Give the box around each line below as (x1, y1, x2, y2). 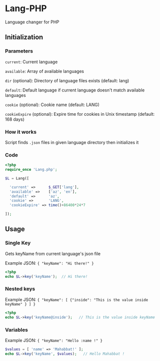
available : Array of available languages (5, 68, 84, 74)
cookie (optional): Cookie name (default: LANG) (5, 102, 100, 108)
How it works (5, 128, 37, 135)
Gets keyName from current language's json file (5, 251, 101, 256)
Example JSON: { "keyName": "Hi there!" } (5, 260, 94, 266)
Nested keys (5, 286, 35, 292)
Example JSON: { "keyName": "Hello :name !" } (5, 337, 103, 343)
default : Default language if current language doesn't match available (5, 87, 145, 93)
